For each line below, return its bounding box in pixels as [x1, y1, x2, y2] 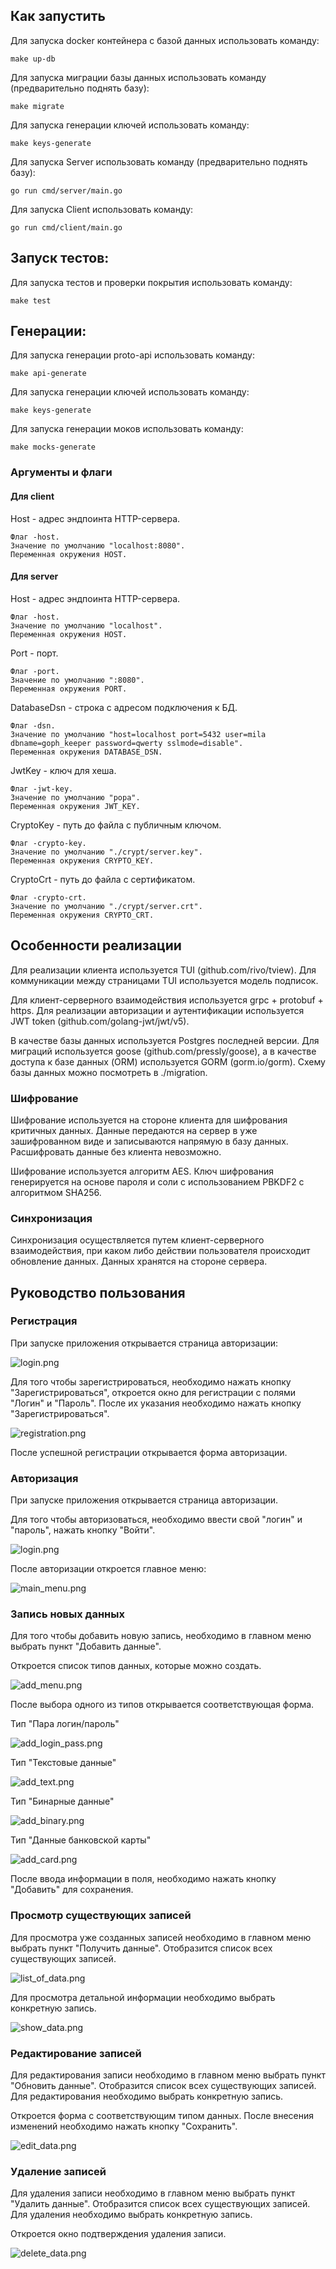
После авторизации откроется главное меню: [10, 1563, 207, 1575]
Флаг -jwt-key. [10, 784, 74, 794]
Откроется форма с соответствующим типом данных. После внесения [10, 2110, 315, 2122]
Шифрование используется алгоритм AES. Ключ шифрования [10, 1165, 274, 1177]
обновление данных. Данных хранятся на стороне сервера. [10, 1255, 268, 1268]
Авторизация [10, 1471, 79, 1485]
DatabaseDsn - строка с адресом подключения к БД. [10, 701, 238, 713]
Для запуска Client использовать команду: [10, 203, 194, 215]
